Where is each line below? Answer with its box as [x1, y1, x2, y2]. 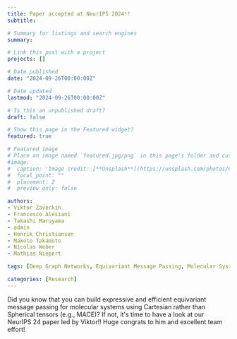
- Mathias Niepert [7, 250, 61, 258]
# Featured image [7, 145, 59, 153]
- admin [7, 224, 30, 231]
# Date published [7, 69, 59, 76]
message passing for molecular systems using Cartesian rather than [7, 302, 206, 311]
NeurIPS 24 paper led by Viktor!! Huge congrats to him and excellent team [7, 317, 223, 326]
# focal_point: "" [7, 172, 65, 179]
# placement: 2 [7, 178, 55, 186]
